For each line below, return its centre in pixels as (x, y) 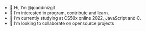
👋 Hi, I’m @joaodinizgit (32, 8)
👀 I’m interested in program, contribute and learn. (59, 13)
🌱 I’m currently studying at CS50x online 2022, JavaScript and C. (75, 18)
